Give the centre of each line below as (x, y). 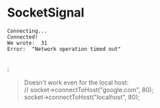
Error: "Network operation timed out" (64, 49)
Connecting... (27, 31)
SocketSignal (46, 13)
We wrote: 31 (27, 43)
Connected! (23, 37)
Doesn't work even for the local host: (76, 82)
